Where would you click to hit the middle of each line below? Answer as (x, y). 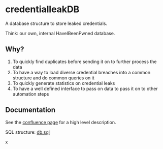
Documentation (30, 110)
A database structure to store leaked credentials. (56, 23)
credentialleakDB (42, 9)
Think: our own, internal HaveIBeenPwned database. (60, 33)
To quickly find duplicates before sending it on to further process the (85, 62)
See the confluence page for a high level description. (61, 122)
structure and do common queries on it (54, 78)
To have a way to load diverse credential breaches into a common (81, 72)
